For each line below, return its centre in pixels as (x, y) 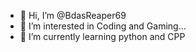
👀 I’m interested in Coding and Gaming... (103, 26)
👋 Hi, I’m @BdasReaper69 (73, 15)
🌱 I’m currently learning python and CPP (102, 36)
